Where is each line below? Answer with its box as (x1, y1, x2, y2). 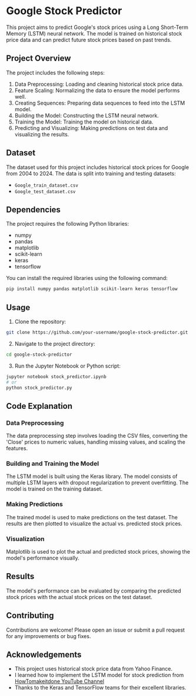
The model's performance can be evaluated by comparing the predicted (6, 587, 181, 594)
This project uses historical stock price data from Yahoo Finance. (14, 665, 172, 672)
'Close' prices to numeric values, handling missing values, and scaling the (6, 438, 185, 445)
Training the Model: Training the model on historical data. (14, 118, 154, 125)
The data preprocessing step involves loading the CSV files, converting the (6, 432, 188, 440)
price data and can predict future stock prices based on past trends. (6, 36, 172, 43)
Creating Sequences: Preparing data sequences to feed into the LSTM (14, 99, 185, 106)
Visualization (6, 535, 45, 543)
